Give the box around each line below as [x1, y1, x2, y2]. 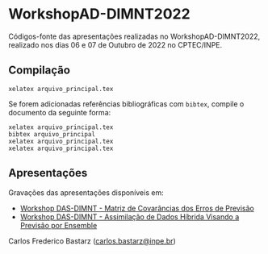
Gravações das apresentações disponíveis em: [8, 187, 164, 198]
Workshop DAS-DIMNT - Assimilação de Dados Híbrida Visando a [19, 211, 240, 222]
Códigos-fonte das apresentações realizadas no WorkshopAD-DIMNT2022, [8, 31, 261, 41]
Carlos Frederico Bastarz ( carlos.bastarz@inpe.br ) [8, 235, 176, 246]
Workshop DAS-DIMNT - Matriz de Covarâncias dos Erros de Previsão [19, 203, 254, 213]
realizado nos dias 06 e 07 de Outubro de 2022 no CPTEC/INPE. [8, 40, 223, 49]
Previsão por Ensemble [19, 220, 98, 230]
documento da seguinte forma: [8, 107, 111, 117]
